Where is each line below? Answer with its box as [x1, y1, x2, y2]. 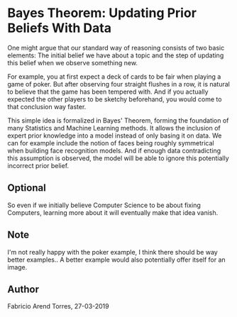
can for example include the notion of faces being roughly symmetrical [7, 138, 214, 147]
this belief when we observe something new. [7, 58, 138, 67]
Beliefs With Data [7, 20, 112, 36]
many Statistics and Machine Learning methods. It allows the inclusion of [7, 123, 221, 132]
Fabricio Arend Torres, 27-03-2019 [7, 302, 109, 311]
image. [7, 262, 28, 271]
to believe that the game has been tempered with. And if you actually [7, 87, 209, 96]
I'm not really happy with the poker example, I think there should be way [7, 248, 218, 256]
